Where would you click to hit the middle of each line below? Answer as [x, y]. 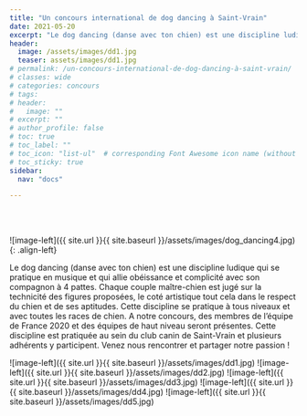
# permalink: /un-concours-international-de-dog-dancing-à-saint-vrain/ [151, 69]
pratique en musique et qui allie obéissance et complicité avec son [135, 277]
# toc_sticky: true [47, 162]
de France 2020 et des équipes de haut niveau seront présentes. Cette [143, 326]
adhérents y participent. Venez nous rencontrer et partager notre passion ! [150, 345]
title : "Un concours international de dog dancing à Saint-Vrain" [138, 18]
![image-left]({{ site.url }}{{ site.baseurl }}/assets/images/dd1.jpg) [132, 363]
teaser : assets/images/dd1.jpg [77, 60]
